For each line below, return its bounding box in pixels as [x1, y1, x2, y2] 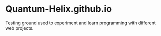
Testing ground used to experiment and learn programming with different [5, 20, 156, 26]
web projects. [5, 25, 34, 31]
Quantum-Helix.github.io [5, 3, 112, 15]
